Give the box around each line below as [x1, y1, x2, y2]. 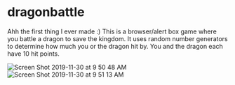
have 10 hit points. [7, 49, 60, 58]
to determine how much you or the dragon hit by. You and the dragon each [7, 42, 223, 50]
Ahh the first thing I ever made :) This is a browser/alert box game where [7, 27, 217, 36]
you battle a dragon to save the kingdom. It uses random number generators [7, 34, 228, 42]
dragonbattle [7, 4, 85, 20]
